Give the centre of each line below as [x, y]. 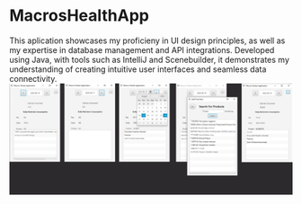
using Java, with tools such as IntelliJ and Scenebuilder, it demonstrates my [150, 59]
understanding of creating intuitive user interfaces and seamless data [138, 69]
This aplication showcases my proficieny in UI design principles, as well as [147, 40]
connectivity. [33, 78]
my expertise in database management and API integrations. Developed [142, 49]
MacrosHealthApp [80, 16]
